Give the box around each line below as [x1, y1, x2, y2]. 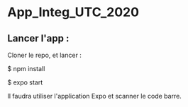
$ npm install [7, 65, 45, 73]
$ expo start [7, 78, 43, 87]
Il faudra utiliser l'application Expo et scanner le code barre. [7, 92, 182, 100]
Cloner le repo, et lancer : [7, 51, 82, 59]
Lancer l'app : [7, 32, 70, 44]
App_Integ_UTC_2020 [7, 4, 140, 20]
